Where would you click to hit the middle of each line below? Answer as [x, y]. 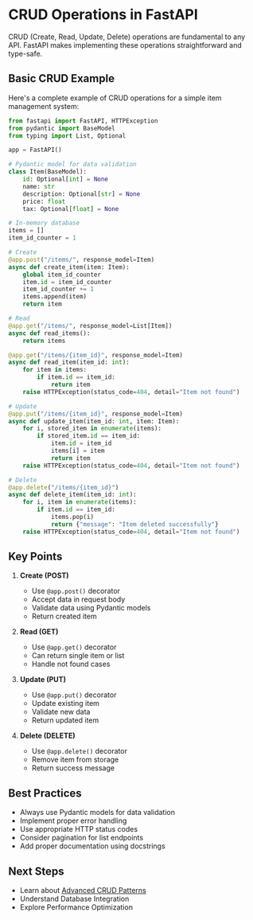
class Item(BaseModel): [48, 172]
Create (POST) [44, 575]
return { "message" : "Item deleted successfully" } [134, 524]
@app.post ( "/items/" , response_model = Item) [82, 259]
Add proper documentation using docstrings [92, 846]
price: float [44, 201]
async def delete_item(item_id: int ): [72, 495]
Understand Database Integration [74, 899]
